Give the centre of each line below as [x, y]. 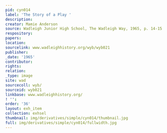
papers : [13, 38]
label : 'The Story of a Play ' [38, 15]
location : [16, 43]
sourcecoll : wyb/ [24, 85]
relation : [16, 71]
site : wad [16, 80]
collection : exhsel [26, 114]
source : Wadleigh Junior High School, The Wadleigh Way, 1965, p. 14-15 [84, 29]
